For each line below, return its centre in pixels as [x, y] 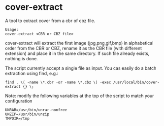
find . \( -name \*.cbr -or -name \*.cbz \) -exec [58, 82]
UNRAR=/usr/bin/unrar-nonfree [36, 110]
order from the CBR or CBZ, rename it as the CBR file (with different [73, 48]
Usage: [12, 29]
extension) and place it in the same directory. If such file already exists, [77, 53]
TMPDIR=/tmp [17, 118]
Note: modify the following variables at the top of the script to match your [80, 96]
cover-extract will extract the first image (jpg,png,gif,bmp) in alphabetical [79, 43]
